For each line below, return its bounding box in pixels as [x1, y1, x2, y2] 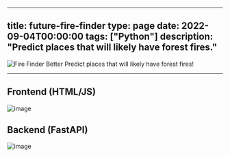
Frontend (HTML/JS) [7, 86, 97, 98]
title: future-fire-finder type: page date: [7, 20, 180, 32]
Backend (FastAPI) [7, 124, 88, 136]
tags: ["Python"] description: [85, 31, 214, 43]
